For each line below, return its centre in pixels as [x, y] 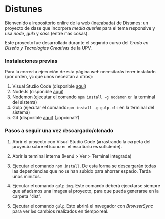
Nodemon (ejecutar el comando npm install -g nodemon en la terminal [83, 97]
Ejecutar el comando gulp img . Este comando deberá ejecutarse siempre [86, 185]
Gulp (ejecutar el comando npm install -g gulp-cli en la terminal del [83, 108]
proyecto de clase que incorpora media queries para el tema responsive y [80, 28]
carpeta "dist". [27, 196]
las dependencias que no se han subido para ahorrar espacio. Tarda [82, 171]
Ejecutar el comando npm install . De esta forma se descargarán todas [84, 166]
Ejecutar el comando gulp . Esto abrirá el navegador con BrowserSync [83, 206]
